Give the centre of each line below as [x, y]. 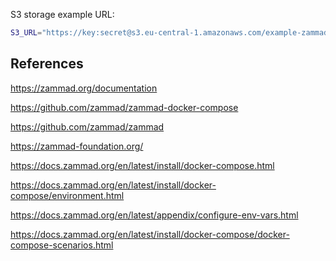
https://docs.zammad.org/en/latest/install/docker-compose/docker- [150, 234]
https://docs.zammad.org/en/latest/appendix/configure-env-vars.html [154, 215]
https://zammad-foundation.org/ [77, 146]
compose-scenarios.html [62, 245]
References [47, 64]
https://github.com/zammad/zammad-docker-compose [124, 107]
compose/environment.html [67, 195]
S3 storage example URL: [62, 14]
